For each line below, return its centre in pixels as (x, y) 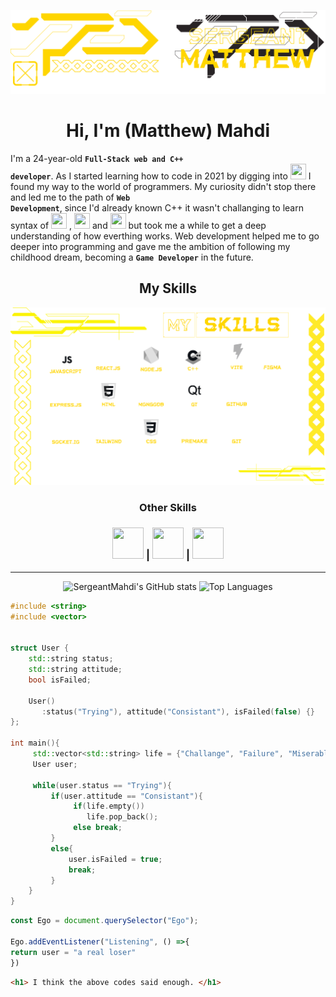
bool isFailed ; (60, 680)
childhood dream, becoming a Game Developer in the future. (132, 257)
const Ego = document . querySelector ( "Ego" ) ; (104, 921)
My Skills (168, 288)
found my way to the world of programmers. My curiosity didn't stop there (163, 186)
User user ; (55, 764)
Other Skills (168, 507)
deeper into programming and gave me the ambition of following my (150, 246)
